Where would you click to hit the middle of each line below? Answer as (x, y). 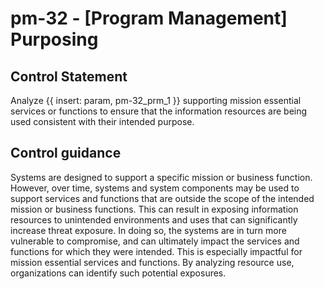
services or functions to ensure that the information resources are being (159, 111)
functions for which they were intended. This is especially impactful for (156, 251)
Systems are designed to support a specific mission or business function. (161, 177)
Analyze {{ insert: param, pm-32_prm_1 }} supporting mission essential (156, 100)
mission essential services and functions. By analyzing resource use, (152, 262)
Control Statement (69, 76)
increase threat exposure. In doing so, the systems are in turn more (148, 230)
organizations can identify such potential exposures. (118, 273)
